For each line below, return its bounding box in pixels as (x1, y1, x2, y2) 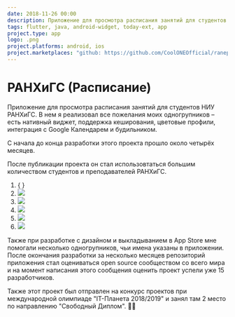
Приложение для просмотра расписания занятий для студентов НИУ (7, 102, 215, 111)
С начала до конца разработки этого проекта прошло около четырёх (7, 138, 215, 147)
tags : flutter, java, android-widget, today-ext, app (7, 23, 168, 30)
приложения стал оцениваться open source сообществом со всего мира (7, 258, 225, 267)
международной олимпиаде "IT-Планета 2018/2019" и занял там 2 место (7, 294, 226, 302)
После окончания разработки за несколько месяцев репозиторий (7, 250, 206, 259)
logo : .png (7, 36, 39, 43)
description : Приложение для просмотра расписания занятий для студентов (7, 17, 227, 24)
